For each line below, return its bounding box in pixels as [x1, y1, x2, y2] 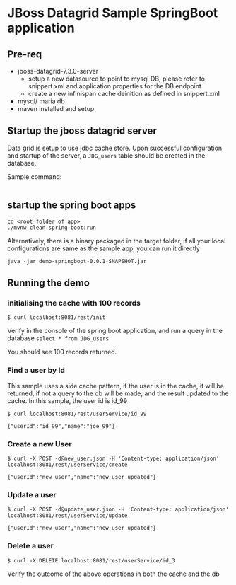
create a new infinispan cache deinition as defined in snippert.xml [28, 90, 220, 98]
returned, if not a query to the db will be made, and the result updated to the [7, 389, 229, 398]
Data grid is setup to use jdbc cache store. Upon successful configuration [7, 144, 223, 152]
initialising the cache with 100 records [7, 298, 141, 308]
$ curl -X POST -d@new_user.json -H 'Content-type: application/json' [7, 455, 220, 462]
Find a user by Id [7, 366, 66, 376]
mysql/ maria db [17, 97, 65, 105]
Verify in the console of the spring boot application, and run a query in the [7, 327, 223, 335]
